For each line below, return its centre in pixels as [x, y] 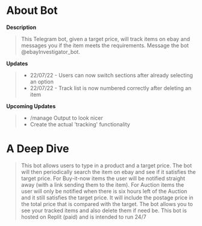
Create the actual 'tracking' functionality [80, 124]
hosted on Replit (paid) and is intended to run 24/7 [84, 217]
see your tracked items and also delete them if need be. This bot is [104, 210]
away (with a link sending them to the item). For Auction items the [103, 184]
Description [21, 27]
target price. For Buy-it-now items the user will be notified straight [103, 178]
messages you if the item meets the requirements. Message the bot [105, 45]
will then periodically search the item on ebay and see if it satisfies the [108, 172]
